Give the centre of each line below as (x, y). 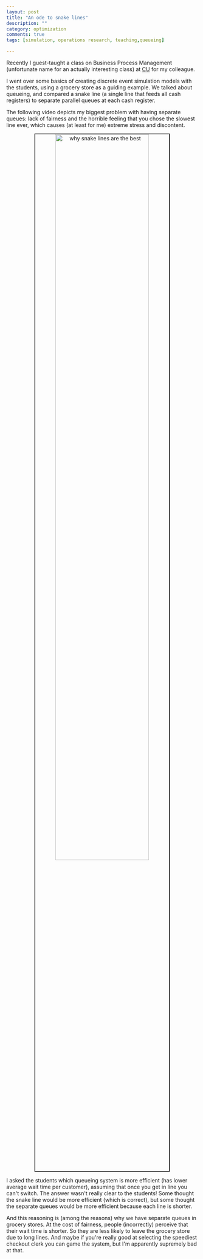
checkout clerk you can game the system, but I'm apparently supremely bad (102, 1244)
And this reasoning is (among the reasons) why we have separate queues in (101, 1218)
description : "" (27, 23)
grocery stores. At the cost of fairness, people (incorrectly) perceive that (97, 1224)
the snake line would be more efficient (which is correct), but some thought (101, 1200)
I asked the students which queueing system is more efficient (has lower (97, 1180)
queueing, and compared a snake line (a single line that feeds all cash (94, 94)
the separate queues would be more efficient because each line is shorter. (99, 1206)
